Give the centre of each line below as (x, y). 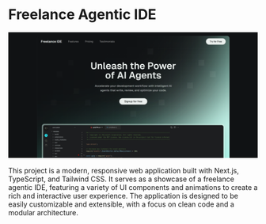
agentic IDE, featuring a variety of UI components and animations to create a (133, 187)
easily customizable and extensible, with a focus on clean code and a (122, 204)
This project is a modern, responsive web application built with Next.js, (124, 170)
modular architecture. (44, 212)
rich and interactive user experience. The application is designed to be (123, 196)
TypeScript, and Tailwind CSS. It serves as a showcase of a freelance (122, 179)
